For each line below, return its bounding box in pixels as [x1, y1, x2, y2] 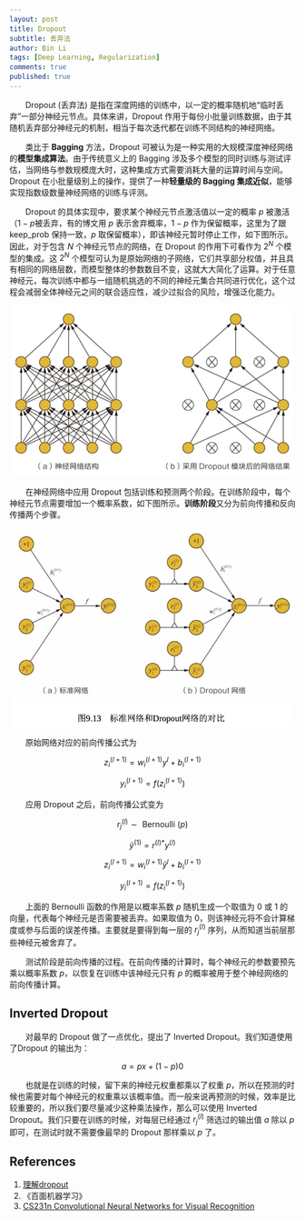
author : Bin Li [9, 44, 67, 53]
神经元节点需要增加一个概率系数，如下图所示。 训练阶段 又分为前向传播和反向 [9, 498, 296, 509]
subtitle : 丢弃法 [9, 34, 71, 43]
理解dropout [22, 1179, 69, 1190]
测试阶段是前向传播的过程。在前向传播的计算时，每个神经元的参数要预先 [25, 955, 296, 967]
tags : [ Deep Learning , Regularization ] [9, 53, 161, 63]
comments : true [9, 63, 67, 72]
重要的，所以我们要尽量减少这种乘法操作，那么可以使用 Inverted [16, 1102, 258, 1113]
